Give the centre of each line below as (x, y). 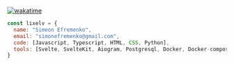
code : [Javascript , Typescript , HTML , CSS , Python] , (92, 43)
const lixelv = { (32, 24)
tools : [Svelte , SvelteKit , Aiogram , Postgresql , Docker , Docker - (112, 49)
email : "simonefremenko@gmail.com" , (67, 36)
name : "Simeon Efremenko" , (53, 30)
